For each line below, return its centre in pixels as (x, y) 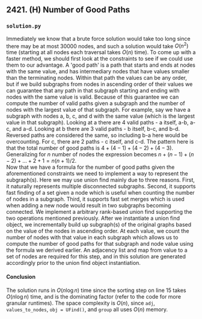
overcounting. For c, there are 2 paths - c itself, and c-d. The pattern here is (100, 142)
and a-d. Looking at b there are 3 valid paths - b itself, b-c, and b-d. (96, 129)
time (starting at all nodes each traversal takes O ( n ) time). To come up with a (101, 52)
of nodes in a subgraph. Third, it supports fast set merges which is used (95, 199)
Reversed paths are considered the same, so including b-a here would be (97, 135)
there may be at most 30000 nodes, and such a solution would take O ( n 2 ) (97, 46)
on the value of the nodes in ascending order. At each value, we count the (98, 231)
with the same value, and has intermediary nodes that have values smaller (98, 71)
